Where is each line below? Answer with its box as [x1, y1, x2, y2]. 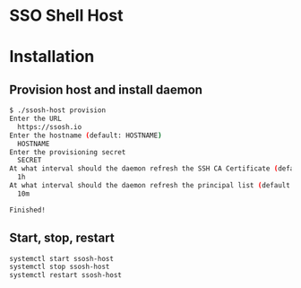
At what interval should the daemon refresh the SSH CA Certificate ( [9, 164, 279, 173]
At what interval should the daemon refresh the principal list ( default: [9, 181, 295, 190]
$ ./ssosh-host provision [9, 106, 106, 115]
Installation [9, 47, 95, 67]
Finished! [9, 205, 47, 214]
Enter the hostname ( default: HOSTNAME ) [9, 131, 163, 140]
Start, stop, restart [9, 231, 115, 246]
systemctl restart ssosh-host [9, 271, 123, 280]
